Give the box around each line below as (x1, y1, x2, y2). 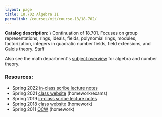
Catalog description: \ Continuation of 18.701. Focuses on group (5, 30, 138, 36)
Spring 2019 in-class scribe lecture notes (12, 95, 97, 101)
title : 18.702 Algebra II (5, 12, 59, 17)
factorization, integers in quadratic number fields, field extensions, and (5, 41, 151, 47)
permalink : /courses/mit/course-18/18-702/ (5, 16, 97, 21)
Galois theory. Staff (5, 46, 45, 52)
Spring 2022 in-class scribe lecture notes (12, 85, 98, 91)
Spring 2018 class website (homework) (12, 101, 93, 107)
